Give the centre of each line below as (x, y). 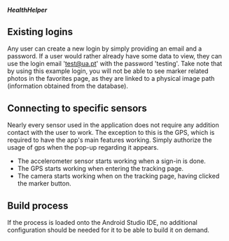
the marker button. (44, 183)
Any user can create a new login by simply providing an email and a (105, 48)
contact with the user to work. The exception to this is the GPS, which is (111, 133)
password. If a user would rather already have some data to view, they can (115, 56)
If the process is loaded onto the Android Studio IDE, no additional (102, 223)
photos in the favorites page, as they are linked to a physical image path (111, 79)
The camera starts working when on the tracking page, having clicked (118, 176)
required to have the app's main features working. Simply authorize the (110, 140)
